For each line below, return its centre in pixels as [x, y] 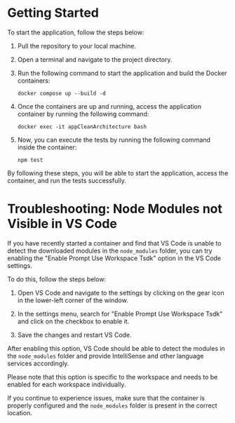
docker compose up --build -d [62, 93]
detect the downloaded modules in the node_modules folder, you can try [110, 250]
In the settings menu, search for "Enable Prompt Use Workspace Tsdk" [120, 314]
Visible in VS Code [62, 224]
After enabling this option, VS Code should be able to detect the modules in [116, 348]
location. [20, 412]
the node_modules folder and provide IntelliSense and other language [106, 356]
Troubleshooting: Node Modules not [115, 209]
